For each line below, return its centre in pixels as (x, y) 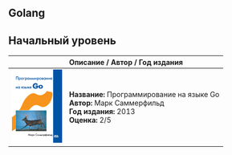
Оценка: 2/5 (90, 120)
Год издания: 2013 (102, 111)
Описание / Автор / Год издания (126, 62)
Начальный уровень (62, 41)
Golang (27, 13)
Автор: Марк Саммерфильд (117, 103)
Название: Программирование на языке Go (144, 94)
